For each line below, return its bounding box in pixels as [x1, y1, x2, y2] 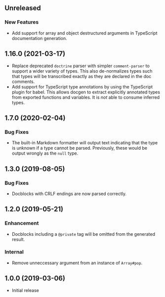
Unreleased [4, 4, 41, 12]
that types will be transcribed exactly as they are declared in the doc [11, 73, 152, 79]
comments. [11, 79, 35, 85]
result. [11, 236, 25, 242]
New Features [4, 19, 39, 26]
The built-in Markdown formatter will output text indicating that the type [11, 140, 158, 146]
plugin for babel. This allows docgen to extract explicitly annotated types [11, 89, 160, 95]
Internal [4, 249, 24, 255]
